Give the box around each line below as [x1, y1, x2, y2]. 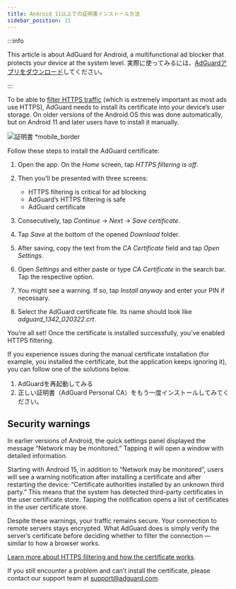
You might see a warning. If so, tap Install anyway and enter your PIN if [17, 286, 225, 294]
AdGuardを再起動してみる [17, 379, 93, 387]
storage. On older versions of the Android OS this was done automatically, [7, 110, 223, 119]
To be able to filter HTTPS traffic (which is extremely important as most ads [7, 95, 228, 103]
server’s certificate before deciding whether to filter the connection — [7, 532, 211, 540]
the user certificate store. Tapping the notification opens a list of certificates [7, 496, 229, 504]
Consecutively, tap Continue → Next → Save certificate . [17, 216, 181, 225]
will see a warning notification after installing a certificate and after [7, 473, 201, 482]
